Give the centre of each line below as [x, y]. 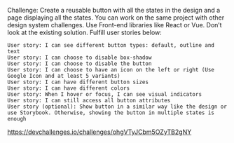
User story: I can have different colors [69, 88]
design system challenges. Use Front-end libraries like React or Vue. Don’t [115, 25]
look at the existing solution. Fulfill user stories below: [85, 32]
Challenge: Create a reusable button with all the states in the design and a [114, 10]
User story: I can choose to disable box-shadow [80, 57]
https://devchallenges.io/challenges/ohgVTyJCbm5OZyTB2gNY [99, 132]
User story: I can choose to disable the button [80, 64]
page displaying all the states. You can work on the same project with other [116, 18]
